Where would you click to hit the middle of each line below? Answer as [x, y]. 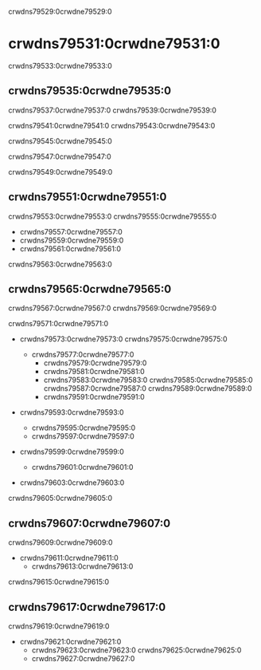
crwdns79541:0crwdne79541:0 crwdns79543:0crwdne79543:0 [112, 125]
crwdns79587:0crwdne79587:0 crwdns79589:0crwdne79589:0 [148, 388]
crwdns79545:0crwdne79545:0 [60, 141]
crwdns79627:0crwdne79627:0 [83, 658]
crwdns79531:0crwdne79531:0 [114, 44]
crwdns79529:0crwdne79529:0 [60, 12]
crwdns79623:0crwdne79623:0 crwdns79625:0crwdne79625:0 [136, 650]
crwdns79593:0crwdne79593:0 [72, 412]
